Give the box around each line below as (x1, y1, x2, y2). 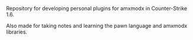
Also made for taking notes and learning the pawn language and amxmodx (6, 23, 188, 29)
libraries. (6, 28, 28, 35)
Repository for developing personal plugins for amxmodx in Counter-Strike (6, 5, 188, 12)
